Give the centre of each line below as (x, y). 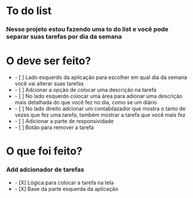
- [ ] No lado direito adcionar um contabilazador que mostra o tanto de (100, 109)
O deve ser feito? (49, 61)
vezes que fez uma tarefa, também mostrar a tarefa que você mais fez (100, 115)
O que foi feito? (44, 151)
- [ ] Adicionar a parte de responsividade (64, 121)
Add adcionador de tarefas (45, 170)
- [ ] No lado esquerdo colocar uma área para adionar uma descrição (99, 96)
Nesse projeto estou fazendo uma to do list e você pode (87, 29)
